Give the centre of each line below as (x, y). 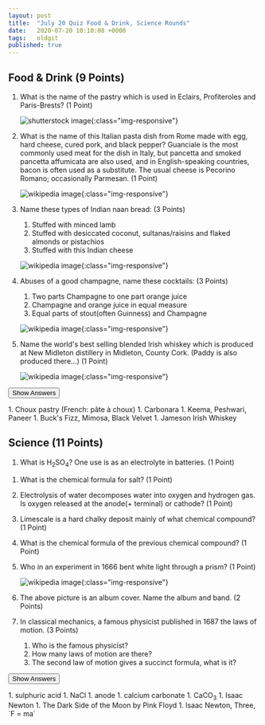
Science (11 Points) (56, 443)
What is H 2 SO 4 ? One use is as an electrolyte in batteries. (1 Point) (127, 463)
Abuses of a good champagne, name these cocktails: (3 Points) (124, 280)
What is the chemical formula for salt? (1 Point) (96, 480)
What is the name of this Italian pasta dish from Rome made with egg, (134, 135)
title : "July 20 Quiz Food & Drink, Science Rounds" (99, 23)
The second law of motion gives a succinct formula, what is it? (134, 662)
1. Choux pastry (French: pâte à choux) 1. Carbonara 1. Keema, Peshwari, (127, 409)
